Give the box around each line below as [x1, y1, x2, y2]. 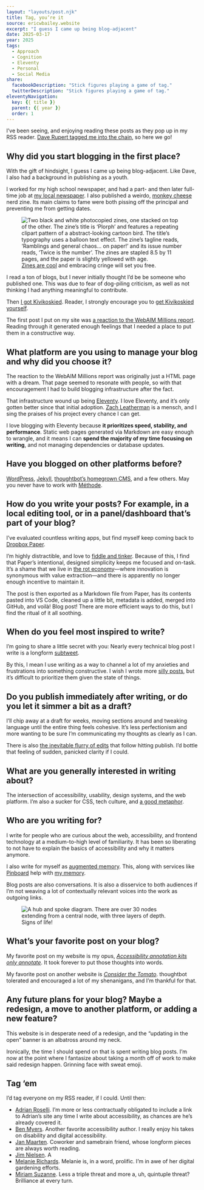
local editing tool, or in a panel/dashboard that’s [6, 508, 191, 519]
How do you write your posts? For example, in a [6, 499, 189, 509]
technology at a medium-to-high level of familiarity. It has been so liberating [6, 838, 196, 845]
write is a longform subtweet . [6, 649, 80, 656]
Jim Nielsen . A [15, 1151, 52, 1158]
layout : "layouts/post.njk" [6, 8, 78, 15]
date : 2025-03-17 [6, 32, 50, 38]
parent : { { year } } [12, 104, 61, 111]
